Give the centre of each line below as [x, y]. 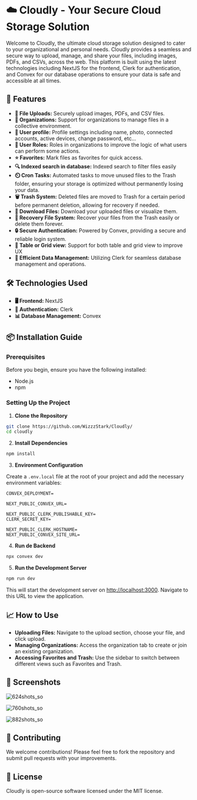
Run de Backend [35, 546]
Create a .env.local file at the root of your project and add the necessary [95, 477]
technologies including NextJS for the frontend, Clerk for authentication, [94, 68]
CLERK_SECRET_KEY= [29, 520]
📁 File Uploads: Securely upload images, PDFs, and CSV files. [90, 113]
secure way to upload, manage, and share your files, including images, [92, 55]
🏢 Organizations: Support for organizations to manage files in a [91, 120]
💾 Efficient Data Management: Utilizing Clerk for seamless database [98, 257]
